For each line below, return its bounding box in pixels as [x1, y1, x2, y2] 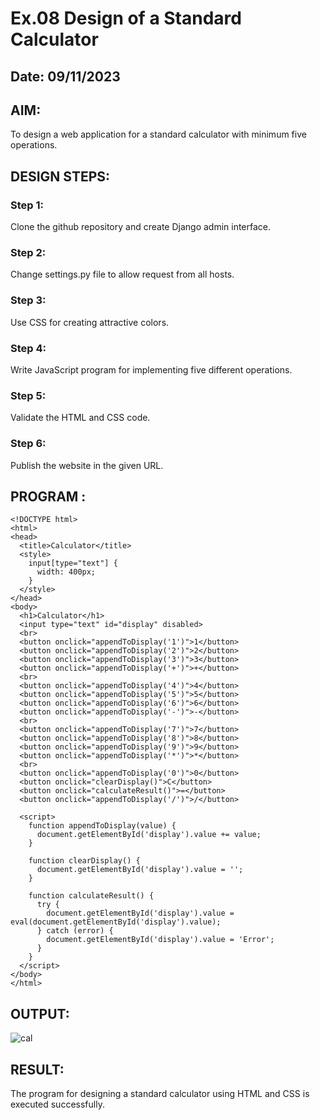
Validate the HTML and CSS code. [10, 412, 151, 424]
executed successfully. [10, 1098, 105, 1110]
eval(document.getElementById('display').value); [10, 917, 222, 927]
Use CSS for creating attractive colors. [10, 316, 170, 328]
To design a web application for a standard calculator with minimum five [10, 128, 307, 141]
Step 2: [10, 246, 47, 259]
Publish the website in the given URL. [10, 459, 164, 471]
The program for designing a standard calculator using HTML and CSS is [10, 1088, 310, 1099]
